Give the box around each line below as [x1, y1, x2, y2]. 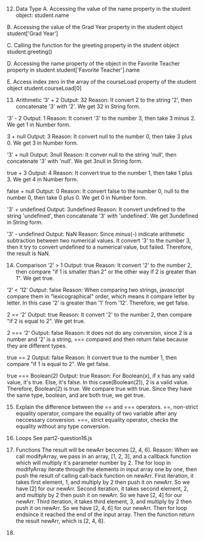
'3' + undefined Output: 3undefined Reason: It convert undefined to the [7, 206, 186, 213]
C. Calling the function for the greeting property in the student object [7, 42, 179, 49]
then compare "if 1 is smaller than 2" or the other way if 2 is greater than [15, 268, 197, 275]
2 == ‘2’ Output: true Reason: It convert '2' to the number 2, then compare [7, 311, 192, 318]
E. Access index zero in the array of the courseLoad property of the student [7, 78, 197, 85]
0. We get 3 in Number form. [7, 139, 78, 146]
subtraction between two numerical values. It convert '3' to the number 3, [7, 237, 191, 244]
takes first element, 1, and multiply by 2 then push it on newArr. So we [15, 478, 190, 486]
